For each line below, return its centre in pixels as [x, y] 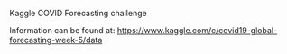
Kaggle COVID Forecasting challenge [78, 13]
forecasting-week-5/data [56, 40]
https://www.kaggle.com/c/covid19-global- [197, 30]
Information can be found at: [62, 30]
